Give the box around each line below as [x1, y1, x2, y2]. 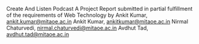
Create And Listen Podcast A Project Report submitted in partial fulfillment [6, 5, 193, 12]
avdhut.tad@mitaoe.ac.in [6, 31, 69, 38]
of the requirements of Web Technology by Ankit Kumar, [6, 11, 148, 19]
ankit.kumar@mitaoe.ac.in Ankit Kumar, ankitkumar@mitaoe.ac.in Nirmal [6, 18, 189, 25]
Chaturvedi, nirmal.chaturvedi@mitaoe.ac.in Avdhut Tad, [6, 24, 148, 31]
